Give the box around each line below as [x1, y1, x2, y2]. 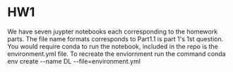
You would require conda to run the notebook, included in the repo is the [7, 42, 219, 50]
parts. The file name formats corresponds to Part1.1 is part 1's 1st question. [7, 34, 224, 43]
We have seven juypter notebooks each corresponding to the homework [7, 27, 217, 36]
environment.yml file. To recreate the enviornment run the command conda [7, 50, 226, 58]
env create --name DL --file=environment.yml [7, 57, 141, 65]
